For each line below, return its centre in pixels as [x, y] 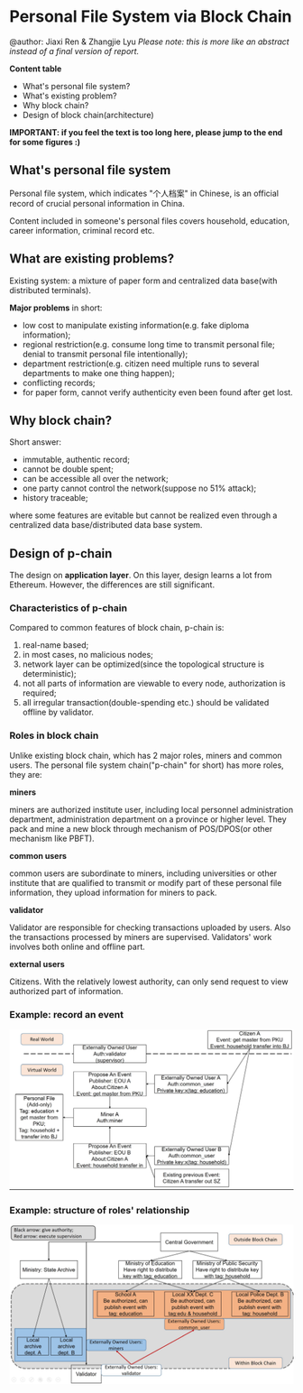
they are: [26, 774]
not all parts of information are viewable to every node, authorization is [154, 684]
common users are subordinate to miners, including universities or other [143, 873]
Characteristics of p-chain [69, 608]
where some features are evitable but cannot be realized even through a [143, 515]
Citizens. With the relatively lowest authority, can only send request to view [149, 982]
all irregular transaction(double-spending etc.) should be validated [146, 703]
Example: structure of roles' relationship [100, 1210]
